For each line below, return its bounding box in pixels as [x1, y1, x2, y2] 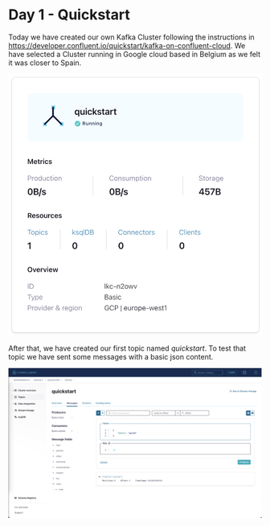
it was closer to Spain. [8, 58, 82, 68]
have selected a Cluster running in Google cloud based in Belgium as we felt [8, 49, 261, 59]
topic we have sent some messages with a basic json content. [8, 351, 214, 361]
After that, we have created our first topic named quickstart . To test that [8, 343, 247, 353]
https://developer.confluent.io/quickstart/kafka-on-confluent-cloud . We [8, 40, 246, 50]
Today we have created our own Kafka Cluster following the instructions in [8, 32, 255, 42]
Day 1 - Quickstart [8, 6, 130, 24]
